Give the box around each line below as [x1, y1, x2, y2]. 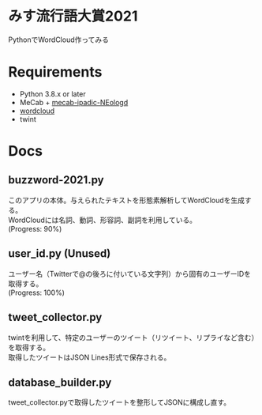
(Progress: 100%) [8, 288, 65, 297]
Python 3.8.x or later [19, 89, 87, 99]
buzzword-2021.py [8, 173, 104, 187]
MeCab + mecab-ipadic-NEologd [19, 97, 129, 107]
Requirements [8, 63, 103, 81]
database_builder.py [8, 375, 112, 389]
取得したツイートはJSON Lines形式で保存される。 [8, 353, 171, 362]
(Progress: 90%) [8, 224, 62, 233]
